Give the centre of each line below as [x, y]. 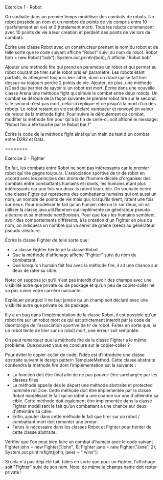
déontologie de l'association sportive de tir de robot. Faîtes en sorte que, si [81, 325]
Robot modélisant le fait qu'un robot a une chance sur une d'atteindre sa [85, 396]
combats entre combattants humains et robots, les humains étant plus [75, 183]
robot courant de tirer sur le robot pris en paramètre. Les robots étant [75, 72]
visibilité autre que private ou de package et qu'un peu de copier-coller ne [80, 285]
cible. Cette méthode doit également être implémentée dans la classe [82, 401]
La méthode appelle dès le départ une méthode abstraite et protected [82, 385]
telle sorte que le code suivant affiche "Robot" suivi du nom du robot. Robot [81, 52]
